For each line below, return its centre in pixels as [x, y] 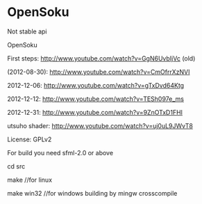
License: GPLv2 [30, 139]
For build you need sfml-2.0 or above [60, 152]
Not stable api [27, 31]
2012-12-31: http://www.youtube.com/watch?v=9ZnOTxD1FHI [95, 112]
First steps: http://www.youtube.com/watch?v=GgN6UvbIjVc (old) [101, 58]
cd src [16, 166]
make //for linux [30, 180]
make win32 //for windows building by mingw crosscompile [92, 193]
